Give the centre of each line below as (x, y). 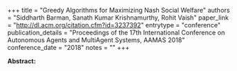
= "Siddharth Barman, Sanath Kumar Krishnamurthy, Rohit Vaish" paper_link (118, 18)
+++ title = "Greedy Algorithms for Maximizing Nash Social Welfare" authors (119, 10)
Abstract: (22, 61)
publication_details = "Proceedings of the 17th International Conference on (116, 32)
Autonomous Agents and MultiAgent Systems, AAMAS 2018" (96, 40)
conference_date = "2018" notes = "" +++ (68, 47)
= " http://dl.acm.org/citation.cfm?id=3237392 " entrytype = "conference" (114, 25)
